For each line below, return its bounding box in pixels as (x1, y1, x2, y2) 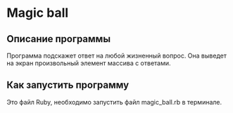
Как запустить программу (6, 79, 130, 91)
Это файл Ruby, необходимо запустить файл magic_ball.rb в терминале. (6, 98, 222, 106)
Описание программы (6, 33, 111, 45)
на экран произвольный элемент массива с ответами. (6, 59, 171, 67)
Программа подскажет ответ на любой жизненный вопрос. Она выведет (6, 51, 227, 60)
